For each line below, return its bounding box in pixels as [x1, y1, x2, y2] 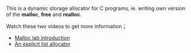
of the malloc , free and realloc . [6, 11, 82, 18]
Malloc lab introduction [14, 35, 70, 41]
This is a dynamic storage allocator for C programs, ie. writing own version [6, 5, 186, 12]
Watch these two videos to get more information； [6, 23, 127, 29]
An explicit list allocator [14, 40, 71, 47]
